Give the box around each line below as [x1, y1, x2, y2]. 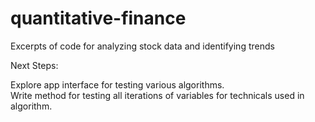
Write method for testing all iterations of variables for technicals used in [10, 89, 305, 101]
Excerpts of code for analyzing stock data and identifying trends [10, 40, 275, 52]
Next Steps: [10, 59, 59, 71]
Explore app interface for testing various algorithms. [10, 78, 225, 91]
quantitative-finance [10, 7, 187, 30]
